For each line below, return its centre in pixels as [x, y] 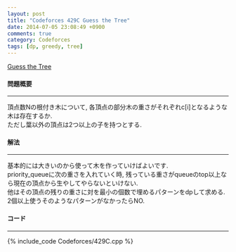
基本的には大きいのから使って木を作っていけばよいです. [88, 165]
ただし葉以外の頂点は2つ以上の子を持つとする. [75, 125]
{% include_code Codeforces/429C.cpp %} [70, 241]
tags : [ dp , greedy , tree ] [45, 46]
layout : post [26, 14]
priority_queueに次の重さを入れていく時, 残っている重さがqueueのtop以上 [114, 175]
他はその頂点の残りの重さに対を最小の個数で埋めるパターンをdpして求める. [117, 192]
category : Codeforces [39, 40]
